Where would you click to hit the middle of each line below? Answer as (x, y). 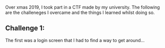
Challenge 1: (25, 28)
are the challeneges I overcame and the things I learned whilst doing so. (80, 12)
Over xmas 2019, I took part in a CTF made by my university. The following (82, 7)
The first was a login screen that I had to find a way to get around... (75, 40)
